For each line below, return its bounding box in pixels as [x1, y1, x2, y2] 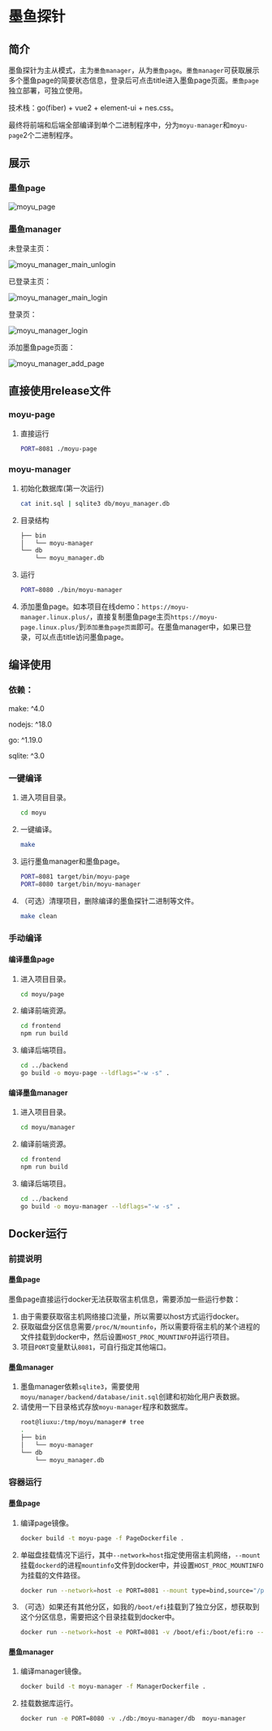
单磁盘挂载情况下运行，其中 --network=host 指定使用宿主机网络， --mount [19, 1550, 261, 1560]
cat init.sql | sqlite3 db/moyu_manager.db [19, 499, 171, 507]
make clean [19, 912, 58, 920]
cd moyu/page [19, 990, 65, 999]
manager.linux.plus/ [19, 614, 90, 622]
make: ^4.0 [8, 703, 45, 713]
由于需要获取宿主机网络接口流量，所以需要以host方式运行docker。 [19, 1312, 244, 1322]
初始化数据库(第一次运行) [19, 483, 105, 493]
